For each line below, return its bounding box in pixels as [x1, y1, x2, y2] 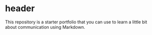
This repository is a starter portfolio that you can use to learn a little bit [5, 19, 148, 25]
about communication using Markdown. [5, 24, 85, 30]
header [5, 3, 35, 14]
